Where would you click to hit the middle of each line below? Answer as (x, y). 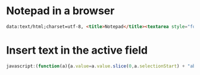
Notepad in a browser (60, 11)
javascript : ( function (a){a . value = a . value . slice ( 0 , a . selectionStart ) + (96, 66)
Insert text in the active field (77, 50)
